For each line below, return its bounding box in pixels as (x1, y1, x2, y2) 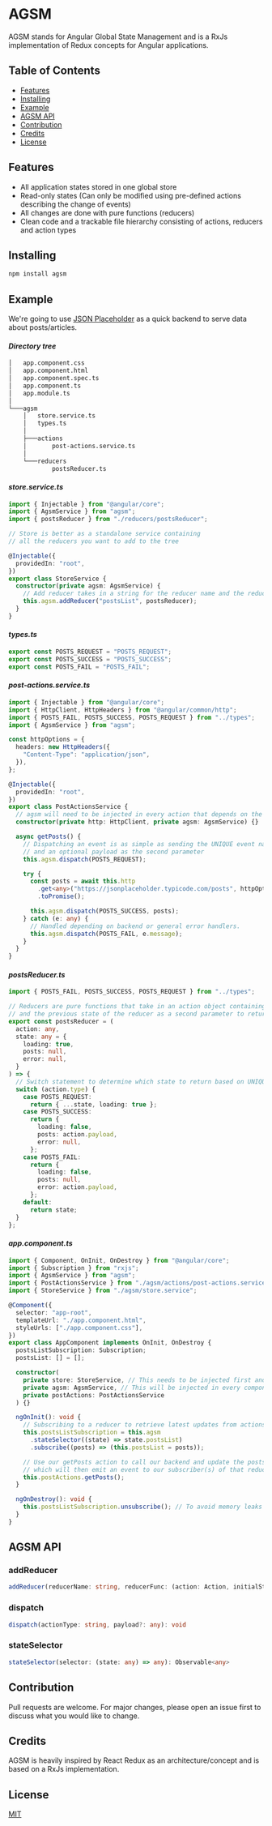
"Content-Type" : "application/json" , (23, 750, 151, 759)
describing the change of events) (19, 199, 131, 209)
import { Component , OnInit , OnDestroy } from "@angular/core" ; (8, 1256, 230, 1264)
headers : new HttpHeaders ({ (15, 743, 111, 751)
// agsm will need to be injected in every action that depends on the (15, 810, 263, 819)
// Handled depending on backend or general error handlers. (29, 922, 241, 930)
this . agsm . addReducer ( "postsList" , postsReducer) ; (23, 597, 198, 605)
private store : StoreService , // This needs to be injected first (23, 1375, 252, 1384)
